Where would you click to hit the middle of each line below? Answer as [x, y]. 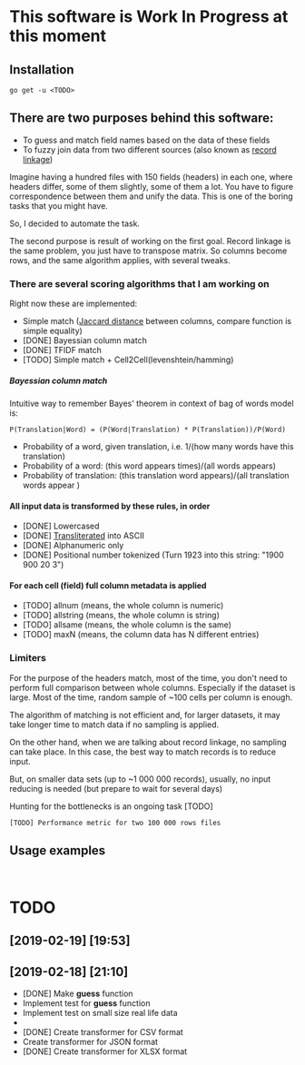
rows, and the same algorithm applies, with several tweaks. [120, 260]
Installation [42, 69]
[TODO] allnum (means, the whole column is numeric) [123, 606]
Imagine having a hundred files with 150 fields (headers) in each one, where [151, 177]
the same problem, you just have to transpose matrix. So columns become [148, 251]
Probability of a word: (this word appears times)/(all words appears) [149, 466]
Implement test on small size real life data [100, 1012]
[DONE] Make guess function [78, 993]
